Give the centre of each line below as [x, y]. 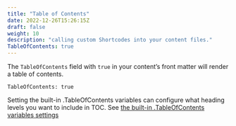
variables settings [33, 115]
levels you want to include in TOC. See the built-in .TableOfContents [106, 107]
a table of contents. [36, 74]
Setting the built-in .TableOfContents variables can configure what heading [116, 100]
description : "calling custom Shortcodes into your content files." [110, 40]
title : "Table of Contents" [49, 14]
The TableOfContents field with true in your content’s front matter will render [118, 67]
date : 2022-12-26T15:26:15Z [49, 20]
